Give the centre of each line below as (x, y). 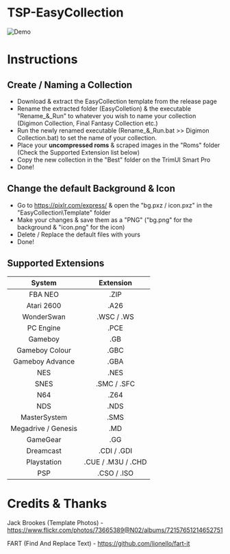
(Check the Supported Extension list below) (78, 152)
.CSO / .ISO (115, 473)
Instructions (42, 59)
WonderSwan (44, 316)
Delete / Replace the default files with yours (78, 234)
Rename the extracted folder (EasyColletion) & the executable (104, 109)
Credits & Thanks (57, 503)
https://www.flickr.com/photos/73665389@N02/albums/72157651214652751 (115, 530)
